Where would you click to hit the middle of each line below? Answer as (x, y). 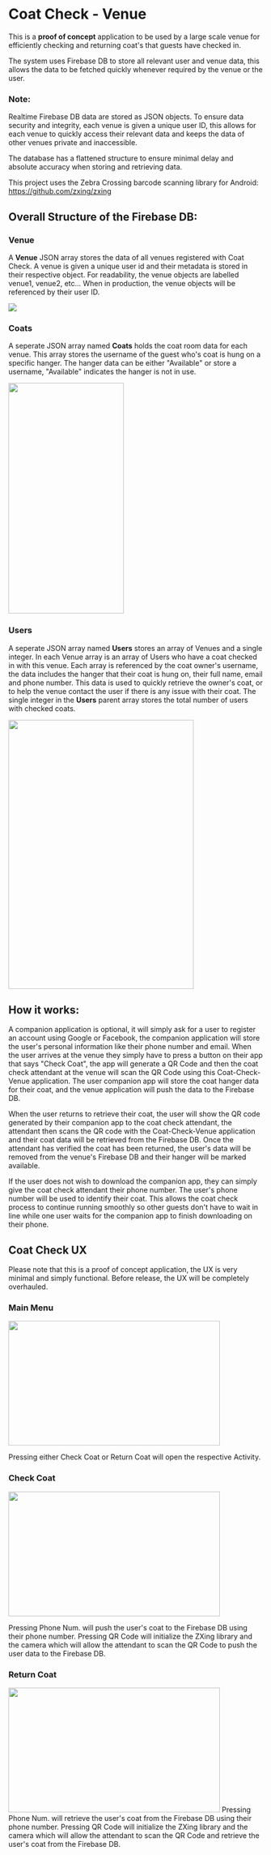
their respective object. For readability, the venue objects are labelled (124, 274)
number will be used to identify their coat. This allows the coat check (123, 1199)
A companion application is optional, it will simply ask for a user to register (132, 1030)
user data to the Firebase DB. (57, 1653)
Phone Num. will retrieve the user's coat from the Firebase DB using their (130, 1819)
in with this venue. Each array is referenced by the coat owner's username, (133, 665)
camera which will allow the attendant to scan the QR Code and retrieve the (134, 1836)
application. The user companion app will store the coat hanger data (145, 1081)
